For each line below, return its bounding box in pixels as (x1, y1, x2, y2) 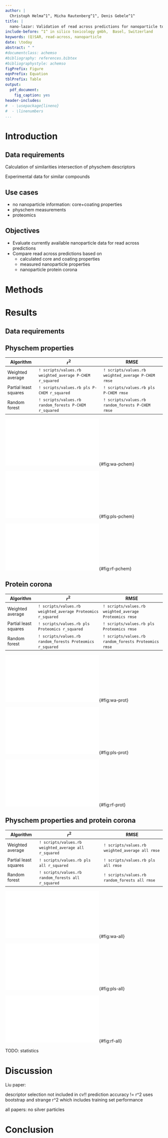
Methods (5, 284, 43, 296)
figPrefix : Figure (5, 66, 43, 71)
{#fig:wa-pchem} (99, 461, 135, 467)
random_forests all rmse (103, 878, 155, 883)
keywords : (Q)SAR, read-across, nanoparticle (5, 35, 101, 40)
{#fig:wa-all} (99, 934, 125, 940)
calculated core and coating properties (19, 256, 100, 262)
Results (5, 307, 37, 318)
